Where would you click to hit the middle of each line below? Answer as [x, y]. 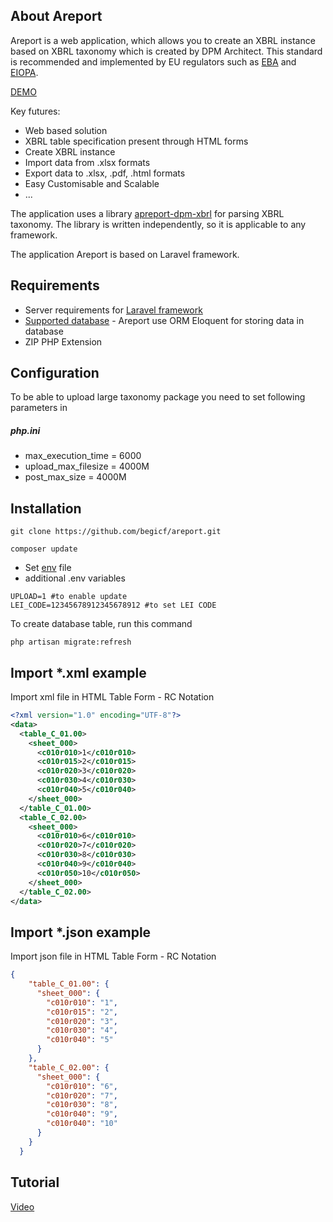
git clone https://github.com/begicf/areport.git [116, 532]
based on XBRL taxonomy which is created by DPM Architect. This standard [166, 51]
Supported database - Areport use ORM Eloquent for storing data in [164, 320]
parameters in [39, 408]
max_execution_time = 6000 [83, 456]
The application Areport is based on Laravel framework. [125, 254]
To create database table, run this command [101, 624]
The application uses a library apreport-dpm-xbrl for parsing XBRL [147, 213]
